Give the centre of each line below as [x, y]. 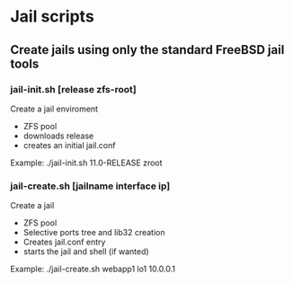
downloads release [58, 136]
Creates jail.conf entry [64, 242]
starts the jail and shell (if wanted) [86, 252]
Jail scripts [53, 17]
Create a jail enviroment [54, 109]
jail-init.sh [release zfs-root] [74, 89]
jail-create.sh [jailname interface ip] [90, 186]
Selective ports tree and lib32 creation [94, 233]
